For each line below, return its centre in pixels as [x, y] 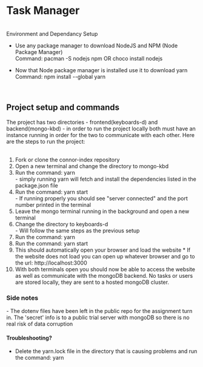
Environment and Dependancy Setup [52, 33]
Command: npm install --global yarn [60, 76]
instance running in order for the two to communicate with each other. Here [101, 135]
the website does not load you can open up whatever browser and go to [105, 256]
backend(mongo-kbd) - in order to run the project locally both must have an [101, 129]
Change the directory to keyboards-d [62, 224]
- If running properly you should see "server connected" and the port [101, 198]
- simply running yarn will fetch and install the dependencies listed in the [106, 179]
